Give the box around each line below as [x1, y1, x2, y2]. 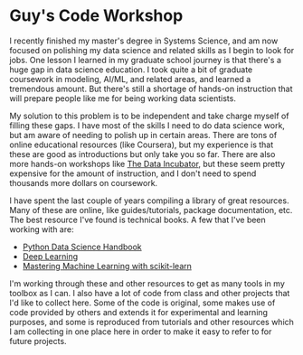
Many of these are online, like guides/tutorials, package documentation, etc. [9, 204, 293, 215]
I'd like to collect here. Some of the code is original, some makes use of [9, 297, 276, 308]
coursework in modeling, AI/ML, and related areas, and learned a [9, 73, 251, 84]
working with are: [9, 223, 74, 235]
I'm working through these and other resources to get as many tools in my [9, 277, 285, 289]
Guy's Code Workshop [9, 5, 184, 26]
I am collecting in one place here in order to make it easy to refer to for [9, 326, 272, 337]
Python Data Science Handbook [22, 241, 142, 252]
